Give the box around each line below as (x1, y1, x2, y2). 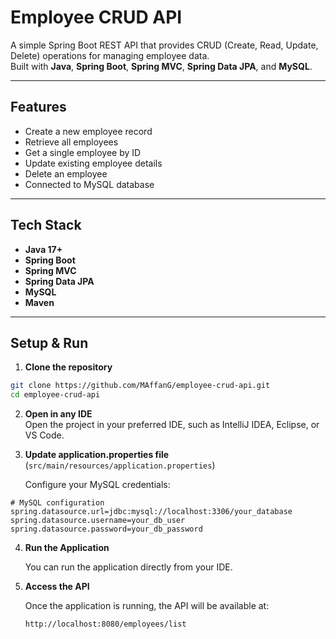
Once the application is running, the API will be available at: (24, 600, 270, 612)
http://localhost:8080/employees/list (24, 619, 187, 630)
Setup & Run (10, 334, 89, 351)
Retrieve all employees (24, 136, 119, 148)
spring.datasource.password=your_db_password (10, 524, 203, 535)
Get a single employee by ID (24, 146, 142, 158)
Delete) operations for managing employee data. (10, 49, 210, 61)
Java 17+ (24, 243, 63, 255)
